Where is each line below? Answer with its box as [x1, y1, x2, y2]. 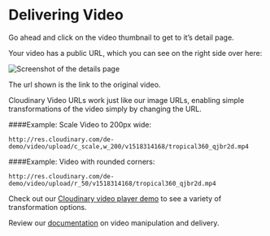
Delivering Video [8, 6, 124, 24]
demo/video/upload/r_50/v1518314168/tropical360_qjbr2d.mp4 [8, 179, 217, 187]
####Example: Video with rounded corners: [8, 157, 155, 166]
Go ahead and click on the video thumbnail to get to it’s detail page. [8, 32, 234, 42]
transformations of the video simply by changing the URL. [8, 104, 202, 114]
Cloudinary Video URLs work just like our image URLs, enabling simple [8, 95, 245, 105]
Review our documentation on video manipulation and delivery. [8, 217, 220, 228]
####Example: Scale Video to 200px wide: [8, 119, 152, 129]
